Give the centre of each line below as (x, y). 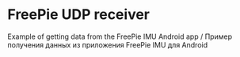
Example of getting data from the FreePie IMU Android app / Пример (120, 36)
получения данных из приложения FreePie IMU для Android (108, 44)
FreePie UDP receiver (78, 15)
